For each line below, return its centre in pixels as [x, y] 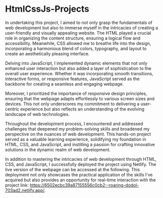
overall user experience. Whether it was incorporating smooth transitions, [79, 73]
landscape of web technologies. [37, 114]
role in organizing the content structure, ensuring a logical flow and [73, 38]
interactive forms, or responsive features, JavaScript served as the [72, 79]
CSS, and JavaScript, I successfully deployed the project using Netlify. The [81, 164]
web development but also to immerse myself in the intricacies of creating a [81, 27]
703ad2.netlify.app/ [25, 190]
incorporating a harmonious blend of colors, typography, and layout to [76, 48]
